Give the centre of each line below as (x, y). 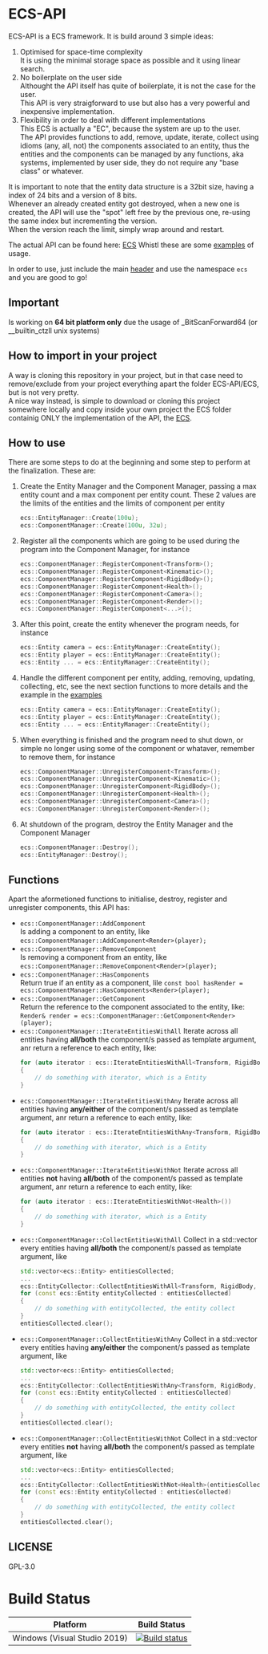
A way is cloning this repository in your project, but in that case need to (126, 375)
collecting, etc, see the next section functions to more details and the (134, 686)
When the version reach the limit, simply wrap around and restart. (116, 229)
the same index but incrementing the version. (83, 221)
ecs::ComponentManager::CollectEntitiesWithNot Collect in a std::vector (138, 1438)
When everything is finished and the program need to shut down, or (132, 740)
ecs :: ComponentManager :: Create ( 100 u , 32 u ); (94, 526)
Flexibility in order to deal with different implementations (112, 120)
